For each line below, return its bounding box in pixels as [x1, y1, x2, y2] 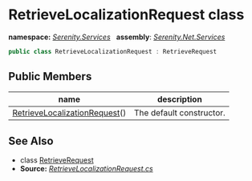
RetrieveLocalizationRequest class [8, 6, 245, 24]
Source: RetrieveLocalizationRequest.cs [19, 164, 154, 174]
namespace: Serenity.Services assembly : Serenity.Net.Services [8, 32, 226, 42]
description [156, 94, 202, 105]
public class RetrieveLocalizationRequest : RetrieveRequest [8, 47, 217, 55]
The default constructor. [133, 107, 226, 118]
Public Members [8, 70, 92, 83]
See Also [8, 135, 54, 148]
